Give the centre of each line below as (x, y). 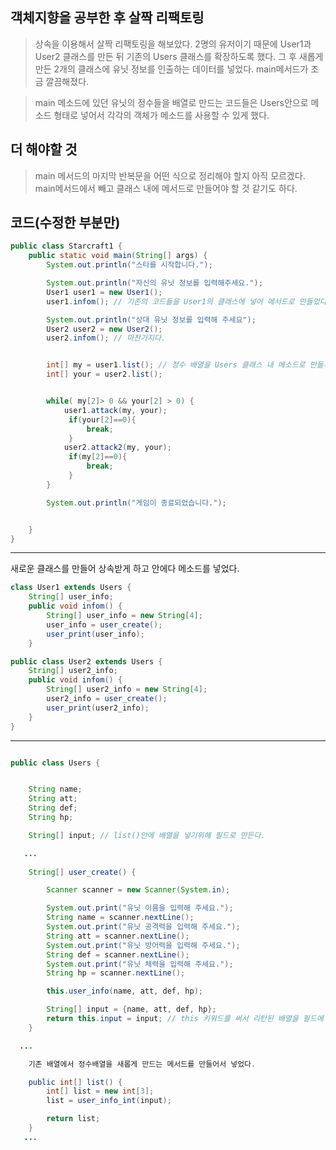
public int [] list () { (75, 1082)
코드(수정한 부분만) (65, 223)
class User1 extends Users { (71, 588)
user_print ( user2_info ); (98, 708)
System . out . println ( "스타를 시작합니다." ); (129, 265)
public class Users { (55, 763)
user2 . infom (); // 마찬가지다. (106, 338)
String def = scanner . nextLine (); (118, 954)
